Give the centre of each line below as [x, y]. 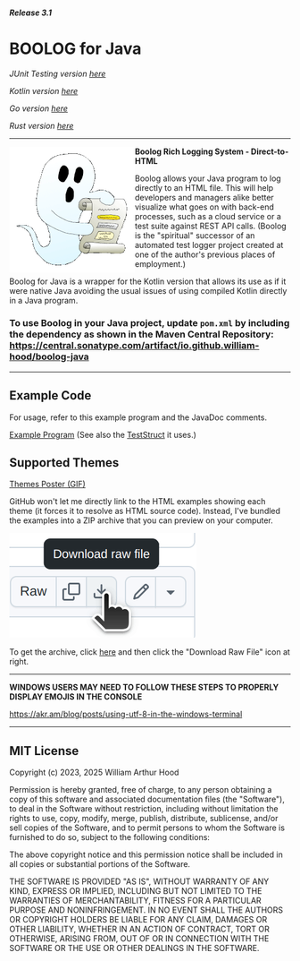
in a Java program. [44, 300]
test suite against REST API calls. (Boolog [211, 226]
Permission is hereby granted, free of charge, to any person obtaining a [141, 790]
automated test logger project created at [209, 245]
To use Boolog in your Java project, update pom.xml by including [150, 323]
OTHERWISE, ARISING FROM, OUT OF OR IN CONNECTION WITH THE [139, 939]
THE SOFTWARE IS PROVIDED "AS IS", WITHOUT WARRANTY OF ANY [139, 881]
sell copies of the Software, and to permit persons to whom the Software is [147, 828]
